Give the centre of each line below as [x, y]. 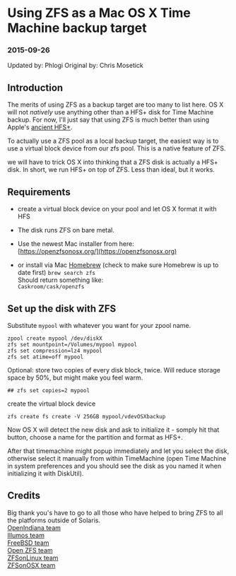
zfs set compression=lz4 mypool [55, 351]
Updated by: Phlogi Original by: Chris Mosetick [75, 66]
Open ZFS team [30, 550]
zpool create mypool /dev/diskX [55, 338]
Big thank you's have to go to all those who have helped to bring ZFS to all [116, 512]
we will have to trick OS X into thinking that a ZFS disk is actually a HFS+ [113, 162]
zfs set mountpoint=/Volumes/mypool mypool [72, 344]
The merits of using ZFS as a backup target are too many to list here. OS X [116, 105]
